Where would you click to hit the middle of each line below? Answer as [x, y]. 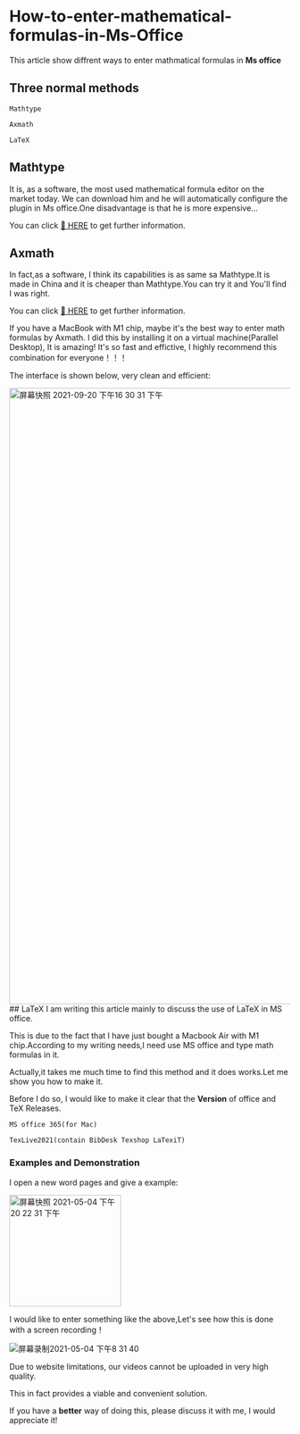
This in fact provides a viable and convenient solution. [108, 1393]
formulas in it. [34, 1055]
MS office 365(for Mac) [54, 1125]
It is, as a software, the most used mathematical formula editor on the [137, 188]
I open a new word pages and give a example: [94, 1182]
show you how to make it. [56, 1081]
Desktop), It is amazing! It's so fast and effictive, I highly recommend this [143, 347]
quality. [23, 1376]
